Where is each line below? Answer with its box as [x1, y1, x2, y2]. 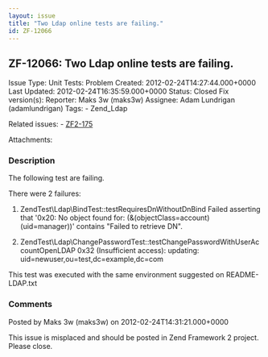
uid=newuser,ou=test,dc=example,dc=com [19, 255, 163, 264]
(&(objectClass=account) [126, 213, 210, 222]
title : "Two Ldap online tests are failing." [8, 19, 163, 27]
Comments [8, 299, 52, 310]
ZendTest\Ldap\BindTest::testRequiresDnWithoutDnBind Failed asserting [19, 205, 261, 214]
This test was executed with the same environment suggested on [8, 270, 225, 280]
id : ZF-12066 [8, 27, 52, 35]
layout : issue [8, 11, 56, 20]
